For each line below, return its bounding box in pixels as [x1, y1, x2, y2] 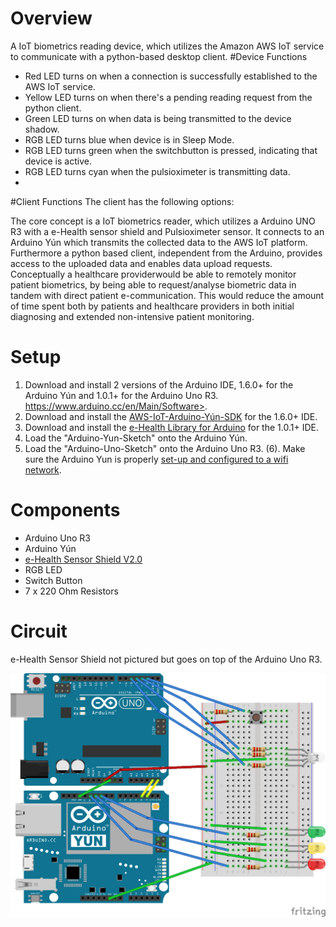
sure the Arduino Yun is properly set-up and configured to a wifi [24, 453, 289, 465]
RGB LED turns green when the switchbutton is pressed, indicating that [24, 144, 318, 156]
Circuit [10, 620, 68, 642]
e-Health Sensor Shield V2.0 [24, 553, 143, 565]
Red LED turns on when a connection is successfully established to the [24, 70, 318, 82]
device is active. [24, 155, 92, 167]
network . [24, 463, 62, 476]
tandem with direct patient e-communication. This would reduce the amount [10, 289, 325, 301]
